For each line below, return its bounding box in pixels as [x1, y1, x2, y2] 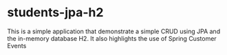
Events [7, 41, 27, 50]
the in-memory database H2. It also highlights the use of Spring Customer [7, 34, 217, 42]
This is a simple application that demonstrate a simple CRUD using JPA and [7, 27, 221, 35]
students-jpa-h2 [7, 5, 104, 20]
